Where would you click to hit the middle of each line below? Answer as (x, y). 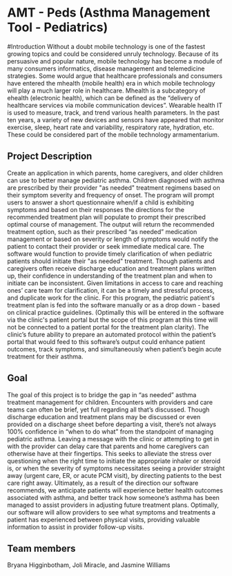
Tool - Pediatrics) (58, 27)
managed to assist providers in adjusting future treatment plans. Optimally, (113, 505)
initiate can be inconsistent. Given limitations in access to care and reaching (115, 283)
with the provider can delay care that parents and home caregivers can (108, 446)
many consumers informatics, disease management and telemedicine (106, 68)
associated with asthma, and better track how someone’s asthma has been (113, 497)
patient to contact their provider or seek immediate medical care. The (106, 246)
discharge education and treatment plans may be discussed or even (104, 416)
